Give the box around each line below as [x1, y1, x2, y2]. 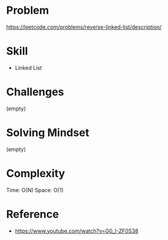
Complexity [6, 166, 65, 180]
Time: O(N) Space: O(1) [6, 186, 64, 193]
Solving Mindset [6, 126, 89, 139]
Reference [6, 207, 59, 221]
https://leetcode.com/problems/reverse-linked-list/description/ [6, 23, 162, 31]
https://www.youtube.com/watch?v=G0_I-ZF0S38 [14, 227, 139, 234]
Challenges [6, 85, 64, 99]
